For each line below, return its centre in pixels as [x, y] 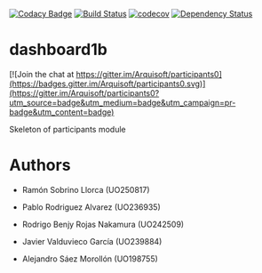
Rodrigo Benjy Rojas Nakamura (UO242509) [103, 224]
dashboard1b [59, 50]
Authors [40, 165]
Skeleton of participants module [67, 129]
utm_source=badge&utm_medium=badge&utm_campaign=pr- [123, 102]
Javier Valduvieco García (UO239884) [92, 241]
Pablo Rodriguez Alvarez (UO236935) [91, 207]
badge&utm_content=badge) [62, 112]
